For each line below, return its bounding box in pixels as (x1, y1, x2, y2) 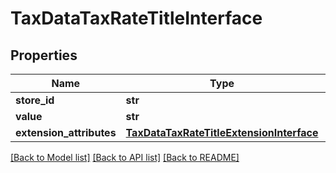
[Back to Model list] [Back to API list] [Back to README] (10, 152, 240, 163)
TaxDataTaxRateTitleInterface (10, 7, 263, 30)
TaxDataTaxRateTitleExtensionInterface (125, 126, 319, 139)
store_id (15, 93, 55, 107)
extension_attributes (15, 126, 117, 139)
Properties (10, 47, 78, 64)
